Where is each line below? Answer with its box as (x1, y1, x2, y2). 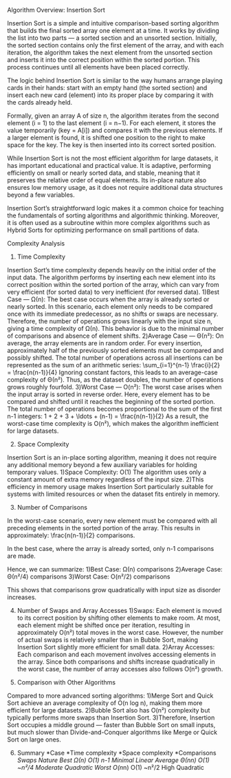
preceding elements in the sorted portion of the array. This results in (7, 524, 201, 532)
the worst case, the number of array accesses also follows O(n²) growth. (16, 665, 223, 673)
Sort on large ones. (7, 735, 62, 744)
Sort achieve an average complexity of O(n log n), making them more (7, 699, 203, 707)
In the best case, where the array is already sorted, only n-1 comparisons (7, 545, 214, 552)
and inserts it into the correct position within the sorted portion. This (7, 56, 201, 64)
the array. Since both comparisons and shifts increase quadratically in (16, 658, 215, 666)
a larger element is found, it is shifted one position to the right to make (7, 133, 206, 142)
